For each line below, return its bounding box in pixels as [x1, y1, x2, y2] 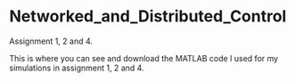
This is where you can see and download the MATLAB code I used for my [9, 53, 279, 63]
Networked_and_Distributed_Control [9, 6, 287, 27]
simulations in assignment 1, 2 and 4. [9, 62, 144, 73]
